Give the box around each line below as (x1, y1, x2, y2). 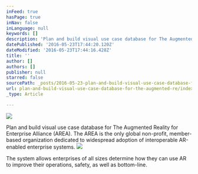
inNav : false (6, 20, 38, 25)
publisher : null (6, 69, 46, 75)
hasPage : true (6, 14, 41, 20)
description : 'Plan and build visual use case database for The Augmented (6, 36, 194, 42)
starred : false (6, 75, 44, 80)
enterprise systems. (27, 143, 75, 150)
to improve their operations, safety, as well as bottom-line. (6, 161, 147, 168)
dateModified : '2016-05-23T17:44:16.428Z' (6, 47, 112, 53)
